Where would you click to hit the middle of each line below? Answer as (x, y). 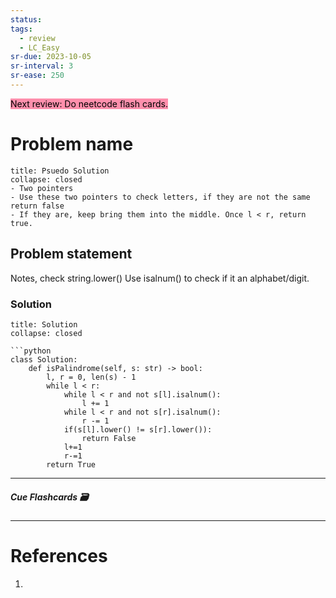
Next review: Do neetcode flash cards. (89, 103)
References (59, 556)
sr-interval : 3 (42, 66)
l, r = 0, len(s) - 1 (91, 377)
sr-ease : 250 (37, 76)
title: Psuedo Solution (60, 171)
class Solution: (44, 359)
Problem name (72, 144)
